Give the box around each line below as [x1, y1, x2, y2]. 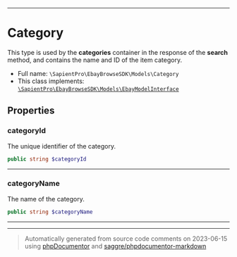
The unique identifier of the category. [7, 142, 116, 150]
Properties [7, 105, 55, 117]
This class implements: [17, 77, 85, 85]
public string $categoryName [7, 208, 93, 215]
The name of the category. [7, 194, 85, 203]
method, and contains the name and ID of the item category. [7, 56, 182, 64]
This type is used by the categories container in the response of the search [7, 48, 228, 56]
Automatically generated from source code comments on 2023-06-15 [24, 234, 228, 243]
